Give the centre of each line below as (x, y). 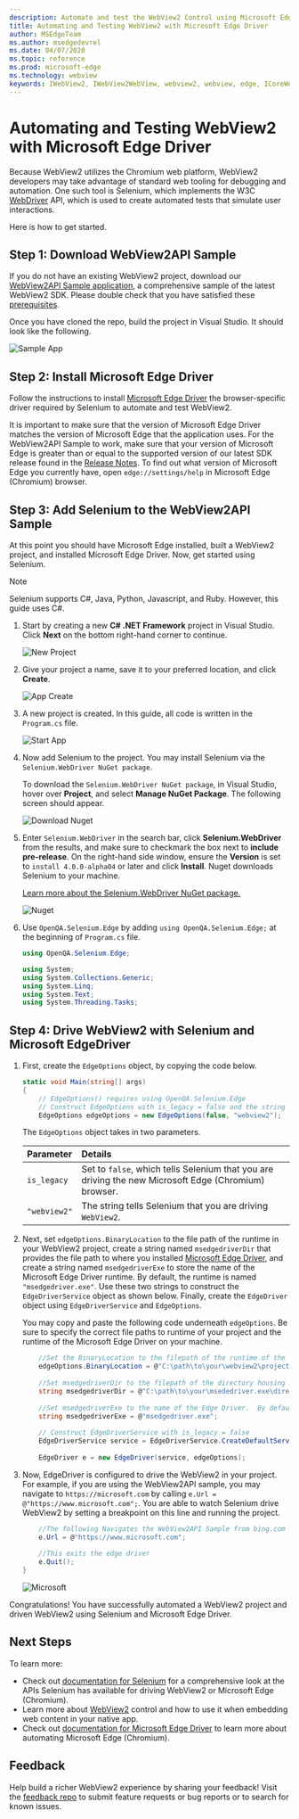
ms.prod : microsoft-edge (55, 68)
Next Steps (40, 1642)
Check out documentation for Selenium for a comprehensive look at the (153, 1681)
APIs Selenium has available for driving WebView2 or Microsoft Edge (148, 1690)
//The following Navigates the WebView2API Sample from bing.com (162, 1529)
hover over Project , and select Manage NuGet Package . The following (152, 794)
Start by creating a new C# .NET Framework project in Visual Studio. (148, 626)
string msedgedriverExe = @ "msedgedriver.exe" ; (128, 1416)
